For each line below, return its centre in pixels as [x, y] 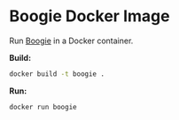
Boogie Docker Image [89, 16]
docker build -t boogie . [57, 74]
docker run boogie [43, 107]
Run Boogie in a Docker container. [71, 41]
